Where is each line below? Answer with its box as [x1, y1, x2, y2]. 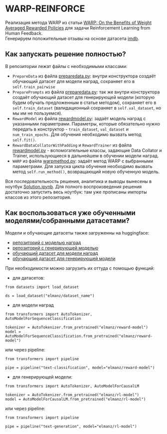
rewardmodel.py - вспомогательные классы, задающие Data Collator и [12, 147, 162, 153]
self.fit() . [12, 136, 36, 142]
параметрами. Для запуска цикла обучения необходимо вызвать [12, 163, 153, 169]
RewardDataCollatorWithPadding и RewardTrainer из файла [12, 142, 132, 148]
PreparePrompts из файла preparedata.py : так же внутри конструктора [12, 88, 160, 95]
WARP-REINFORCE [5, 3, 85, 14]
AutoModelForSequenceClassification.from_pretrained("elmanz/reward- [5, 333, 153, 338]
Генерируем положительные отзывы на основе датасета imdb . [5, 35, 140, 41]
